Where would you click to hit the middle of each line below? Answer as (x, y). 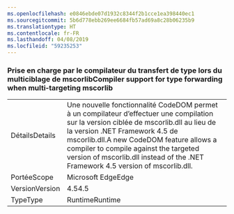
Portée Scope (32, 177)
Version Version (36, 189)
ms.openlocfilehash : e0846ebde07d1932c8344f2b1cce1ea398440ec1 (101, 14)
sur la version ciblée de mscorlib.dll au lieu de (142, 123)
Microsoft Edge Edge (100, 177)
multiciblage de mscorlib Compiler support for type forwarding (115, 79)
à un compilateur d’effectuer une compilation (140, 114)
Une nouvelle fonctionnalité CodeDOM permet (142, 105)
